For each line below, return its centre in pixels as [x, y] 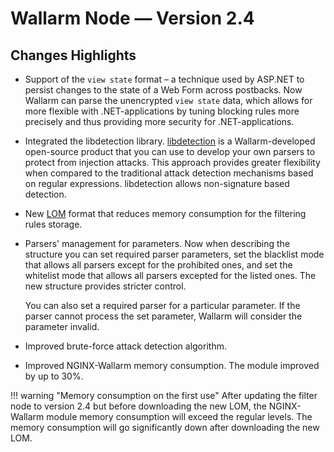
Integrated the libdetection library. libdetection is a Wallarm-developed [170, 141]
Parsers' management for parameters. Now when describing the [157, 243]
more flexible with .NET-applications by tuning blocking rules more [162, 111]
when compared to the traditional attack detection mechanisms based [169, 173]
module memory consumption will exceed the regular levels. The [179, 416]
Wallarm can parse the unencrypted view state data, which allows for [168, 100]
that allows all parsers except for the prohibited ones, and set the [158, 265]
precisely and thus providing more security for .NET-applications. [159, 121]
